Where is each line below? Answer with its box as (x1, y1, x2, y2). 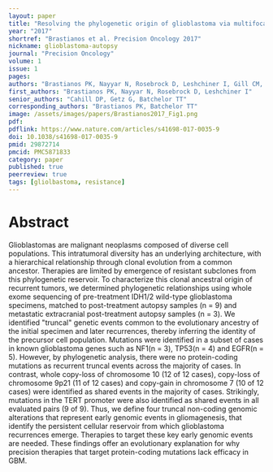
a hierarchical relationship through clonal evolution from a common (8, 257, 233, 266)
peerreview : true (8, 171, 67, 179)
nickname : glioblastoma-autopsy (8, 42, 118, 50)
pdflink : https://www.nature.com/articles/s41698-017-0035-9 (8, 125, 220, 133)
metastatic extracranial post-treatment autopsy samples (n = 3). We (8, 309, 236, 318)
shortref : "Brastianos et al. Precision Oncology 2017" (8, 34, 201, 43)
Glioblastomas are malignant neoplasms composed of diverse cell (8, 240, 229, 249)
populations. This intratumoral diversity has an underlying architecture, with (8, 249, 262, 258)
